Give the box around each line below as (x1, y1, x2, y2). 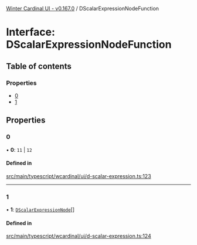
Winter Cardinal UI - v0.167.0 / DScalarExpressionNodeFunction (6, 5, 159, 12)
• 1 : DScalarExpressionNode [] (6, 206, 75, 213)
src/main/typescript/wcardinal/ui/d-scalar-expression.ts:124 (6, 233, 151, 240)
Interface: (6, 26, 56, 39)
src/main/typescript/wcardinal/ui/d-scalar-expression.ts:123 (6, 172, 151, 179)
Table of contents (6, 61, 72, 71)
